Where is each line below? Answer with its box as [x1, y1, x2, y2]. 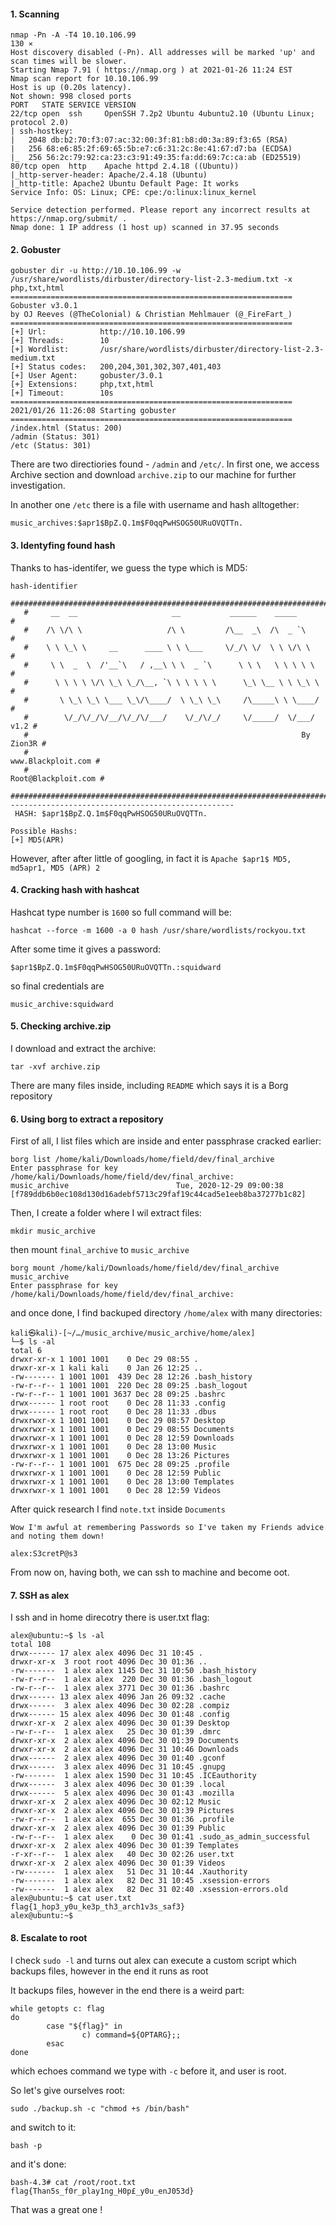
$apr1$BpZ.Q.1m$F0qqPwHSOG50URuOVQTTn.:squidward [10, 962, 222, 972]
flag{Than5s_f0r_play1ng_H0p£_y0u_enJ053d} [10, 2186, 195, 2196]
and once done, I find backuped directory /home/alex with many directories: [10, 1307, 323, 1319]
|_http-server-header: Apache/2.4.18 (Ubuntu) [10, 170, 208, 180]
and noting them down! [10, 1531, 105, 1542]
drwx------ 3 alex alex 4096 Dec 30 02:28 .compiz [10, 1701, 230, 1711]
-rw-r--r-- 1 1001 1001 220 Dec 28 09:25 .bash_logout [10, 1381, 248, 1391]
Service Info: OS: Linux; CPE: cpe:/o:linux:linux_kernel [10, 188, 257, 198]
